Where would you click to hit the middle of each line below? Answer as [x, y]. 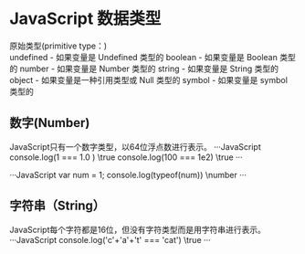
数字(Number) [50, 123]
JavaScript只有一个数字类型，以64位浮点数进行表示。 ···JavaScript [136, 146]
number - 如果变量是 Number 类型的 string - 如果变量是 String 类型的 [149, 69]
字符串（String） [58, 206]
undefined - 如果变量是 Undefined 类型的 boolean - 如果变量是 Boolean [144, 57]
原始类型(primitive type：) [58, 46]
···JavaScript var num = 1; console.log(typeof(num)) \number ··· [128, 175]
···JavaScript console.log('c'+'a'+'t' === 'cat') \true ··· [110, 239]
